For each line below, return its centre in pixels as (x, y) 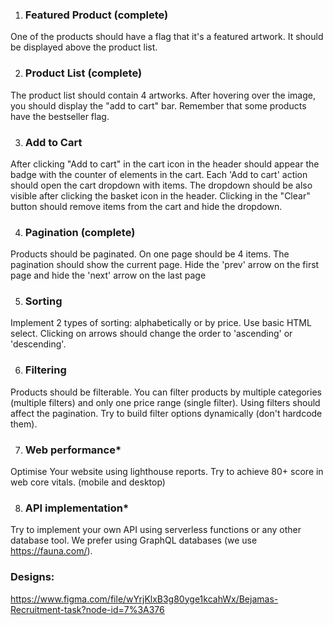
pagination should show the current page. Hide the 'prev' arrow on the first (165, 265)
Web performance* (73, 450)
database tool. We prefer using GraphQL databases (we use (134, 540)
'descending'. (38, 344)
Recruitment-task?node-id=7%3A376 (87, 609)
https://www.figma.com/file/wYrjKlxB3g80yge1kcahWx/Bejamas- (144, 599)
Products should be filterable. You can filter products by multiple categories (166, 392)
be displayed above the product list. (84, 47)
